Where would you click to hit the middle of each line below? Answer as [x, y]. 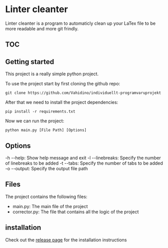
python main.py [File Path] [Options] [46, 130]
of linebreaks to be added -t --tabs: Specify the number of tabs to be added [84, 163]
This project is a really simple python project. [52, 74]
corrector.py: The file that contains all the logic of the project [76, 212]
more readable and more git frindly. [42, 28]
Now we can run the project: [35, 121]
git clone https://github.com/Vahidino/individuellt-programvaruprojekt [83, 93]
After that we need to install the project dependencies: [62, 103]
